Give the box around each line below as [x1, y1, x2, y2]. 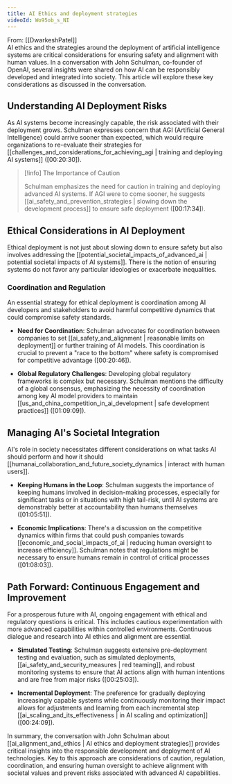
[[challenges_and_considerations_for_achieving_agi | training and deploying [7, 148, 223, 156]
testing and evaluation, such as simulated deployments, [17, 653, 176, 662]
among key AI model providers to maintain [17, 392, 139, 400]
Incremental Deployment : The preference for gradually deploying [17, 689, 206, 697]
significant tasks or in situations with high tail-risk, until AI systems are [17, 496, 218, 504]
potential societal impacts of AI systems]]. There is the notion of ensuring [7, 258, 217, 266]
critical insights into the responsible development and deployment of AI [7, 746, 211, 755]
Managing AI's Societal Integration [7, 427, 161, 439]
